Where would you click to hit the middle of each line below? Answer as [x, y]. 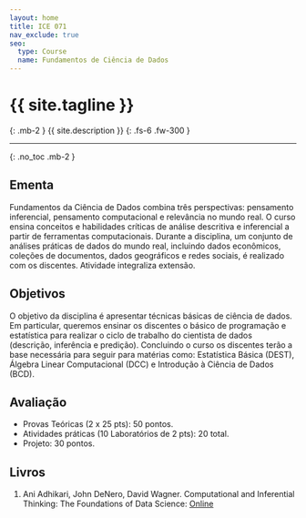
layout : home [34, 18]
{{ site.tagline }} [72, 105]
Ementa [32, 185]
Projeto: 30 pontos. [59, 443]
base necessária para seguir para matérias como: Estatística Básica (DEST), [152, 354]
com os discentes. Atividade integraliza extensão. [102, 265]
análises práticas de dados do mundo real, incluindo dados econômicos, [145, 246]
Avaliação [38, 402]
